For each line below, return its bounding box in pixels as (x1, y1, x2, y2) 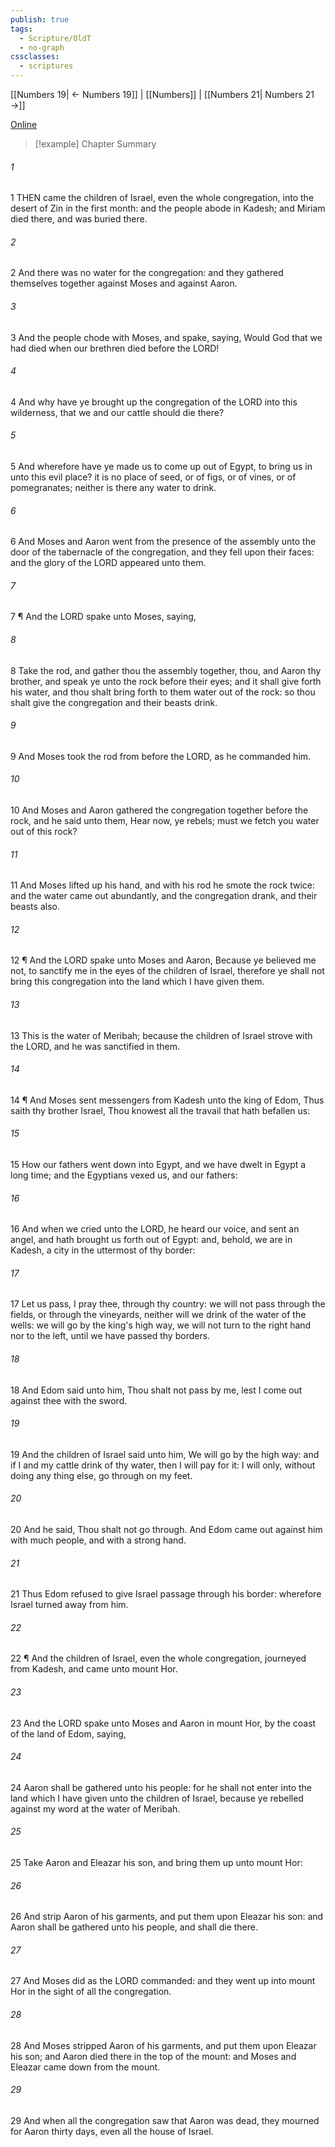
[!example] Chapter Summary (34, 138, 157, 150)
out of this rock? (10, 826, 78, 838)
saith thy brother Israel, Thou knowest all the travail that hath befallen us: (10, 1104, 311, 1116)
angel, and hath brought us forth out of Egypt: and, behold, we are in (10, 1234, 293, 1246)
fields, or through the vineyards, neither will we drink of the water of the (10, 1309, 307, 1321)
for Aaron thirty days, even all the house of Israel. (10, 2125, 214, 2137)
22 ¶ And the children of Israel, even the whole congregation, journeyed (10, 1652, 307, 1665)
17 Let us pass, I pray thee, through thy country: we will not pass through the (10, 1298, 326, 1310)
